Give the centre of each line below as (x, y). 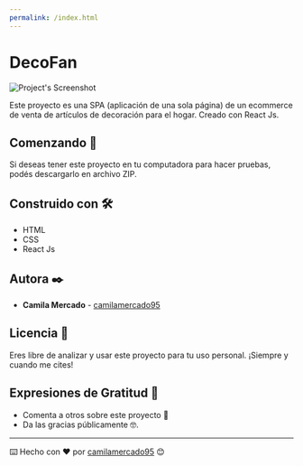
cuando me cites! (41, 364)
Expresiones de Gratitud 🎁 (84, 393)
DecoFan (44, 62)
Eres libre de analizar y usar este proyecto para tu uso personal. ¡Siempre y (149, 355)
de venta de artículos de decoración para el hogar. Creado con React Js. (144, 115)
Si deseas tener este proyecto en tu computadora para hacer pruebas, (140, 164)
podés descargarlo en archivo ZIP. (73, 174)
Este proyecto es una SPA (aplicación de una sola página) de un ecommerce (151, 105)
